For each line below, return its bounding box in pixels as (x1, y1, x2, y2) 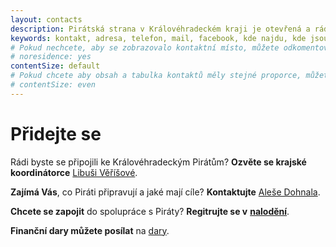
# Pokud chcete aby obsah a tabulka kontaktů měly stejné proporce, (10, 71, 302, 81)
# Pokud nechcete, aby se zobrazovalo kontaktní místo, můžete (10, 42, 280, 53)
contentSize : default (10, 61, 101, 71)
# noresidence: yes (10, 52, 92, 62)
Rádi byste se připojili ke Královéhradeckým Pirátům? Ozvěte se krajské (10, 156, 307, 168)
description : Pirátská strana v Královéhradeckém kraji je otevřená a (10, 24, 311, 34)
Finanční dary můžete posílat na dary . (10, 224, 170, 236)
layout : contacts (10, 14, 83, 25)
